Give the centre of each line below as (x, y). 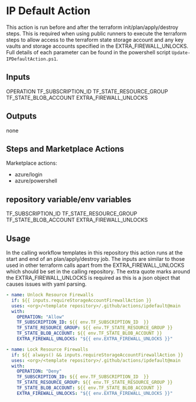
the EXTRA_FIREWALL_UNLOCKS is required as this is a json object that (93, 278)
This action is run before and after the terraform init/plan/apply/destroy (92, 27)
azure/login (28, 175)
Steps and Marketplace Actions (65, 149)
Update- (181, 53)
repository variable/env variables (69, 199)
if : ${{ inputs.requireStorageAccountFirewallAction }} (81, 300)
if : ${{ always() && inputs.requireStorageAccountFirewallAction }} (97, 355)
